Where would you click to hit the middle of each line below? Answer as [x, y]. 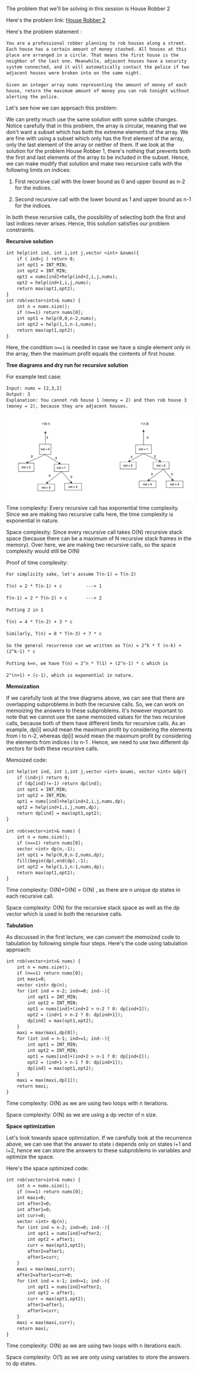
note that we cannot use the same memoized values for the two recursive [96, 717]
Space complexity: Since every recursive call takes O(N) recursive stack [94, 532]
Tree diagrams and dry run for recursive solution [67, 365]
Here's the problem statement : [44, 32]
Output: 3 [18, 394]
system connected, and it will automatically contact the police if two [98, 67]
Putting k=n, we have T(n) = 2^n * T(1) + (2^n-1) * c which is [87, 663]
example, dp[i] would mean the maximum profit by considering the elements [99, 729]
